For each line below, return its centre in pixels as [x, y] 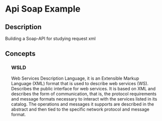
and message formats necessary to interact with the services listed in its [84, 99]
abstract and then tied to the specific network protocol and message [81, 109]
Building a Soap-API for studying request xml [50, 38]
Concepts [20, 54]
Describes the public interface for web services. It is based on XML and [83, 88]
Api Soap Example [43, 9]
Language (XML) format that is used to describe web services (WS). [80, 83]
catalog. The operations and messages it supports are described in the [83, 104]
